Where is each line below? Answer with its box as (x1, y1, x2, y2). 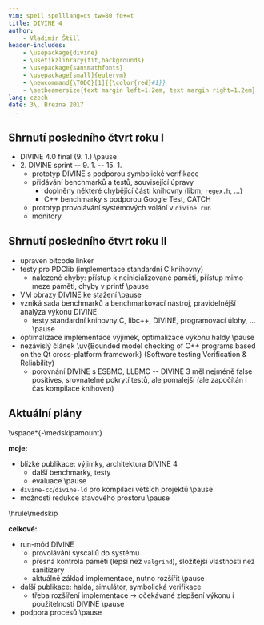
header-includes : (8, 42, 66, 50)
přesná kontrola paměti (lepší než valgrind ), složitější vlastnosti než (31, 556, 256, 566)
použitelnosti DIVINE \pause (31, 599, 125, 608)
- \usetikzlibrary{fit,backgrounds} (22, 57, 146, 65)
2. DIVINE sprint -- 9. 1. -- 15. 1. (19, 160, 122, 170)
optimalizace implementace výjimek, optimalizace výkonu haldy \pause (19, 332, 255, 342)
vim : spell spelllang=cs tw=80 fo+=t (8, 11, 134, 20)
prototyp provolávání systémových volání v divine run (31, 202, 212, 212)
